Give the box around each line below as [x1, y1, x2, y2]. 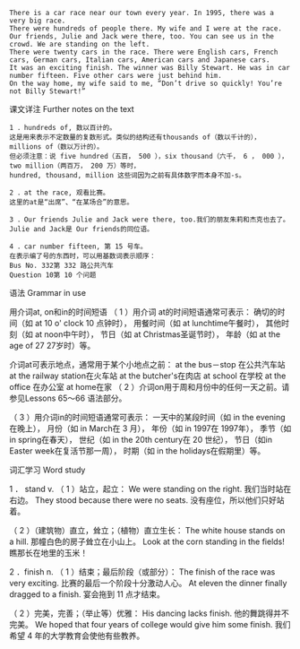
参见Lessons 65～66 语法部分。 [9, 393, 127, 403]
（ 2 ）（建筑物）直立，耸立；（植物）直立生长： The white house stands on [9, 525, 286, 535]
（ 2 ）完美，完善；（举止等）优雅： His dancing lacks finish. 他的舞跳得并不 [9, 608, 289, 619]
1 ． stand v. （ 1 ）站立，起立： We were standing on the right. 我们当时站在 [9, 484, 292, 494]
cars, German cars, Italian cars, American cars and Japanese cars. [9, 56, 270, 65]
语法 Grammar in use [9, 288, 87, 298]
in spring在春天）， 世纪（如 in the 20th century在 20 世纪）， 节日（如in [9, 435, 273, 445]
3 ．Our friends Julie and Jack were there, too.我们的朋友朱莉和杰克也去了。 [9, 215, 290, 224]
